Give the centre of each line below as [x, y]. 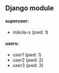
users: [12, 43]
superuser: [17, 21]
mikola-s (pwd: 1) [31, 32]
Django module [29, 8]
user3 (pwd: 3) [28, 65]
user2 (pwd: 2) [28, 60]
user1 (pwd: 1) [27, 54]
